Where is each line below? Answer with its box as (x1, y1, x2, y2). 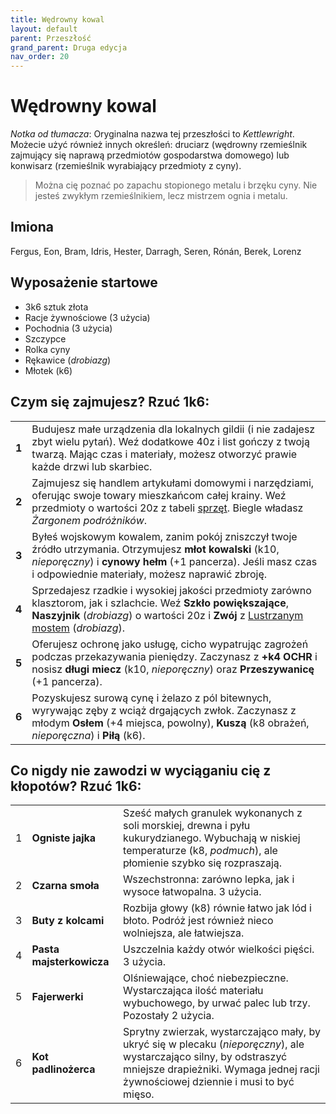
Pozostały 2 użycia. (123, 1009, 215, 1023)
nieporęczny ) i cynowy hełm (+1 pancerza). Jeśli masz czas (31, 554, 318, 568)
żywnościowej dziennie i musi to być (123, 1075, 295, 1089)
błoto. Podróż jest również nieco (123, 914, 274, 928)
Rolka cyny (24, 343, 71, 355)
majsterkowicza (31, 955, 110, 969)
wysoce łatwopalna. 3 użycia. (123, 885, 262, 899)
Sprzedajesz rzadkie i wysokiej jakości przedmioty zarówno (31, 583, 312, 597)
